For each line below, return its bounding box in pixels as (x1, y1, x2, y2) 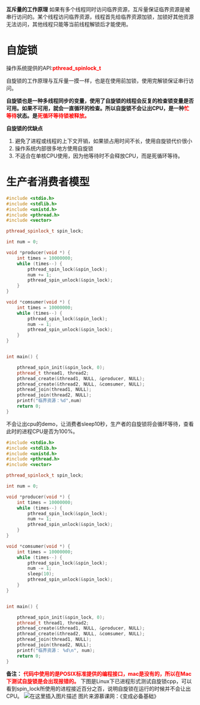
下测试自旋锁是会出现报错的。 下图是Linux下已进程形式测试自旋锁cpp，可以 (6, 678, 192, 685)
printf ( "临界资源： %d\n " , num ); (17, 647, 95, 653)
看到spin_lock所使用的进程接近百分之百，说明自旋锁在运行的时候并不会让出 (6, 685, 191, 692)
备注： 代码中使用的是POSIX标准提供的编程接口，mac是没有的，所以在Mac (6, 670, 192, 677)
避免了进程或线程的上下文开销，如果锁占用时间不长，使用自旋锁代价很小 (14, 137, 192, 145)
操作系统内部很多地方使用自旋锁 (14, 145, 93, 152)
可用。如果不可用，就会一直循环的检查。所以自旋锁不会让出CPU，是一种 (6, 104, 185, 112)
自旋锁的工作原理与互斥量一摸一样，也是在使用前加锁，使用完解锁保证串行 (6, 77, 189, 84)
